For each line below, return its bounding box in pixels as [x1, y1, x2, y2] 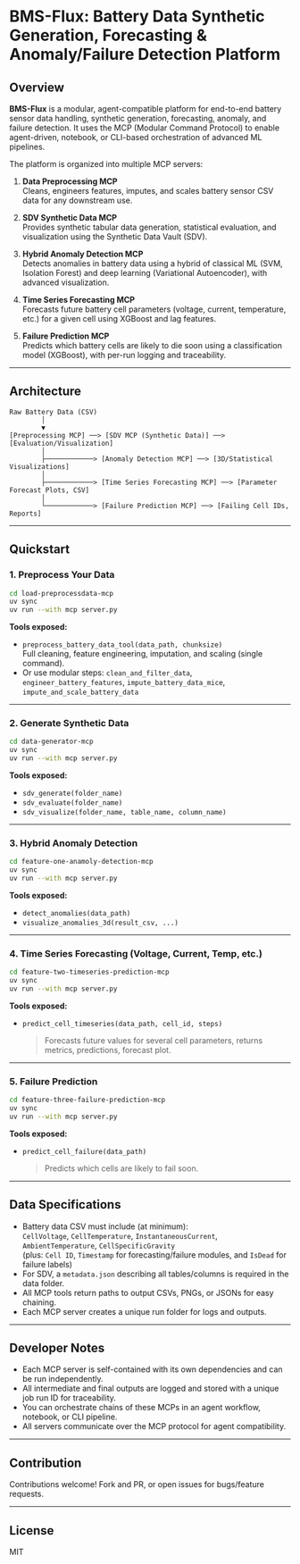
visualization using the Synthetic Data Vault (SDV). [21, 231, 208, 242]
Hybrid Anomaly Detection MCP [21, 248, 144, 259]
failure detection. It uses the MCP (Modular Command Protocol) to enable [9, 122, 279, 133]
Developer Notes [9, 1341, 105, 1356]
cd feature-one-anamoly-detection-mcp [9, 857, 154, 866]
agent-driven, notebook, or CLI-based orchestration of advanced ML [9, 132, 262, 142]
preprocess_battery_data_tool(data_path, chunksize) [21, 640, 223, 649]
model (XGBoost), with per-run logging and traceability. [21, 350, 226, 360]
